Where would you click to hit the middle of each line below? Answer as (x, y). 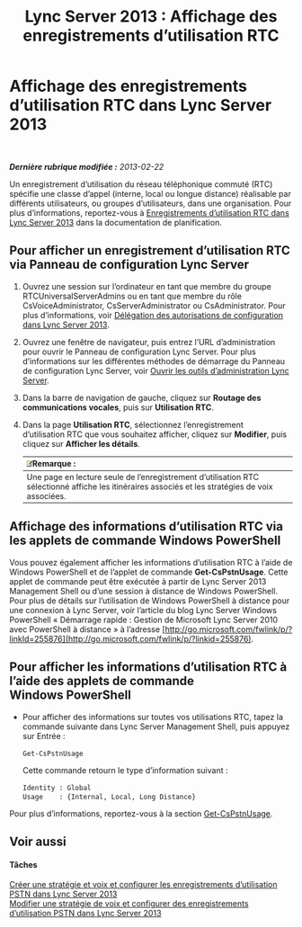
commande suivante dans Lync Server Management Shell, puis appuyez (156, 726)
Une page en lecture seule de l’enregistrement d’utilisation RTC (142, 477)
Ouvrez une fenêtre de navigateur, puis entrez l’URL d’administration (149, 342)
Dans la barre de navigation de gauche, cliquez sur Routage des (142, 397)
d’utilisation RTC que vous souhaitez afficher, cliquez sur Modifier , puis (155, 434)
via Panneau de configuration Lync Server (129, 265)
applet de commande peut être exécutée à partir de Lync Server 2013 (138, 581)
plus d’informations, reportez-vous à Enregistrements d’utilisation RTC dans (149, 212)
